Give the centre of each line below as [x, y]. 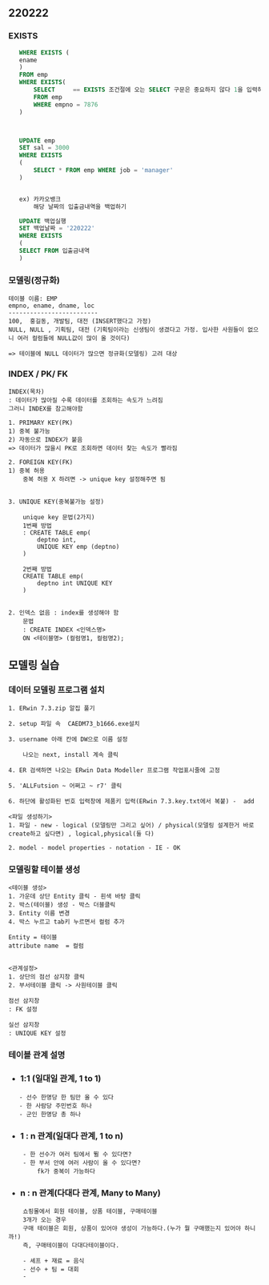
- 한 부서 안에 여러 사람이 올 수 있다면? [82, 1163]
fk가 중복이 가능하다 [66, 1171]
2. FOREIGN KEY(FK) [41, 462]
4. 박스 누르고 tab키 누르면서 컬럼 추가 [66, 922]
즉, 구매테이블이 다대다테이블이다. [71, 1246]
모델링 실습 [34, 665]
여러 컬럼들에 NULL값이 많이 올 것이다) [74, 338]
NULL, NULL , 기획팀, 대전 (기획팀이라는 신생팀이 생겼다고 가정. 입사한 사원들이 [126, 330]
